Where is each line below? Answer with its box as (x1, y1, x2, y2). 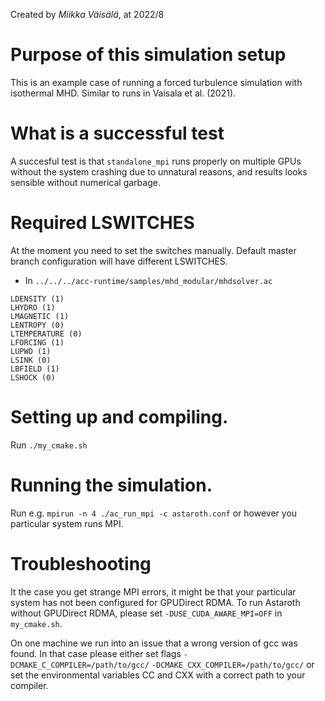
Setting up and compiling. (10, 406, 229, 428)
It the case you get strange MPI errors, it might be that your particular (10, 585, 297, 598)
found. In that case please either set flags (10, 647, 182, 659)
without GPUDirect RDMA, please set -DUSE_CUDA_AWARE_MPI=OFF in (10, 607, 283, 619)
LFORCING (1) (10, 337, 65, 348)
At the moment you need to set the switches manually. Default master (10, 244, 297, 256)
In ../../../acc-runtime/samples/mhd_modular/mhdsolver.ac (24, 274, 273, 286)
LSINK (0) (10, 355, 52, 365)
